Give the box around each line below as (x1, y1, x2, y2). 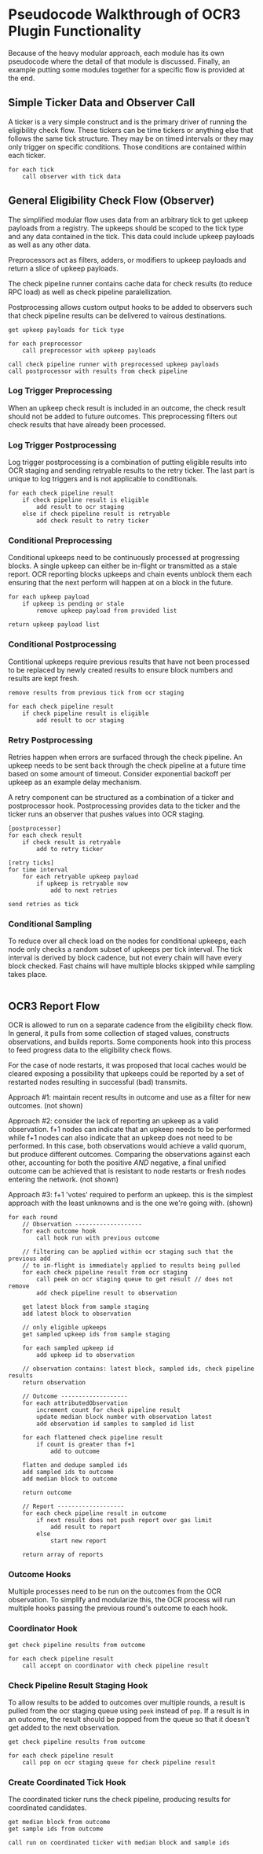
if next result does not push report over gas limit (36, 1517, 213, 1524)
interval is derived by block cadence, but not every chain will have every (8, 953, 242, 963)
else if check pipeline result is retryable (22, 510, 170, 518)
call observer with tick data (22, 172, 122, 180)
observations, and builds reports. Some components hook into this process (8, 1037, 251, 1047)
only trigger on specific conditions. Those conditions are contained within (8, 142, 247, 151)
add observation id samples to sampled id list (36, 1420, 195, 1428)
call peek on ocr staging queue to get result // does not (36, 1276, 234, 1284)
